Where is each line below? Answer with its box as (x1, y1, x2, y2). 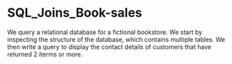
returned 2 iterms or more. (7, 50, 83, 58)
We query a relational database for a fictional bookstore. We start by (7, 28, 203, 36)
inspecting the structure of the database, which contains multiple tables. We (7, 35, 226, 43)
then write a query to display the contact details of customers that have (7, 42, 212, 51)
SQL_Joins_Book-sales (7, 5, 142, 21)
